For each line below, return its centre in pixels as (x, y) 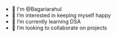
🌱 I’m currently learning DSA (46, 21)
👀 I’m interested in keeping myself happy (61, 15)
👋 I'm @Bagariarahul (37, 9)
